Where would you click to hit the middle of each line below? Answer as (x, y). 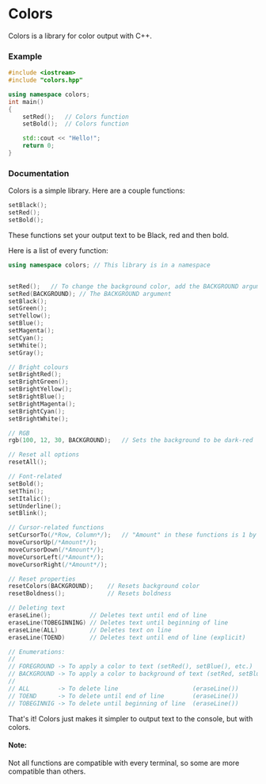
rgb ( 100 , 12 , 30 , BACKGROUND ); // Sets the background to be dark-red (131, 440)
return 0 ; (39, 146)
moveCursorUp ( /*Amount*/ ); (53, 543)
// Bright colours (38, 367)
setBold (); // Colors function (76, 124)
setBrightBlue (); (37, 397)
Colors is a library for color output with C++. (80, 36)
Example (25, 56)
